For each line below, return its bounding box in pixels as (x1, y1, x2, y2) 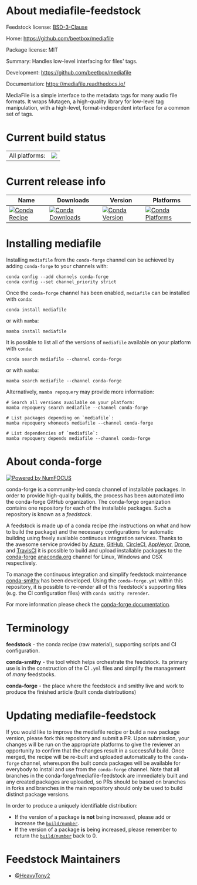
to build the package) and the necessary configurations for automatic (6, 528, 174, 535)
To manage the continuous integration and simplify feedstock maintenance (6, 571, 187, 578)
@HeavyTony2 (14, 872, 50, 879)
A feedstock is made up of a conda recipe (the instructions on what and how (6, 522, 191, 529)
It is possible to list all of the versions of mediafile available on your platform (6, 338, 191, 345)
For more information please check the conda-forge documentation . (6, 601, 171, 608)
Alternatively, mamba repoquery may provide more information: (6, 388, 154, 395)
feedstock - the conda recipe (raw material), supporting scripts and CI (6, 640, 177, 647)
